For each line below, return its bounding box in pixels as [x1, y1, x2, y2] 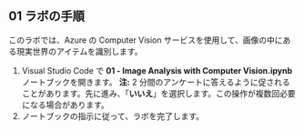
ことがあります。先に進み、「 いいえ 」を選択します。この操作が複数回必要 [21, 87, 297, 98]
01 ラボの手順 [8, 8, 86, 25]
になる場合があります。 [21, 99, 110, 110]
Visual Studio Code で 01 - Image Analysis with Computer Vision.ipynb [21, 65, 293, 75]
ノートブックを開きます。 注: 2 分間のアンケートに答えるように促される [21, 76, 290, 87]
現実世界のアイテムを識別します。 [15, 45, 143, 56]
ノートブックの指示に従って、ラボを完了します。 [21, 110, 204, 121]
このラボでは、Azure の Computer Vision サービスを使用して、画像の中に [8, 35, 283, 45]
